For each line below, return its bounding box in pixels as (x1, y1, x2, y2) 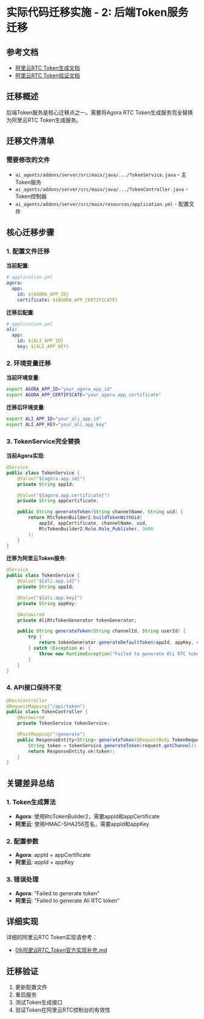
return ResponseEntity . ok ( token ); (28, 748, 115, 754)
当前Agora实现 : (6, 452, 46, 460)
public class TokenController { (6, 709, 88, 715)
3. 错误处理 (6, 875, 39, 884)
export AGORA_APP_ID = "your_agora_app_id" (6, 386, 113, 392)
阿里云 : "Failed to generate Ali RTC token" (15, 897, 120, 904)
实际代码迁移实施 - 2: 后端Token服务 (6, 5, 189, 20)
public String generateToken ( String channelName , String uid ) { (17, 509, 183, 515)
